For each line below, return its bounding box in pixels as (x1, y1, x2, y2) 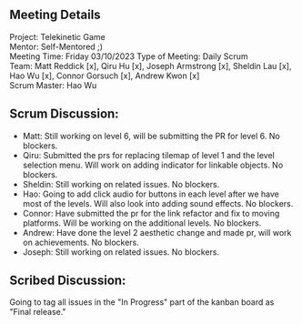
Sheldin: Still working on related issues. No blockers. (22, 178, 220, 189)
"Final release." (9, 307, 66, 318)
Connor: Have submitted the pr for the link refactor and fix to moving (22, 208, 280, 218)
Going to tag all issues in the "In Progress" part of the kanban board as (9, 297, 275, 308)
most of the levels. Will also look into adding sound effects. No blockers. (22, 197, 294, 208)
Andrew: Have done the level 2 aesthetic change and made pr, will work (22, 227, 292, 238)
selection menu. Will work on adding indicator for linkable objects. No (22, 159, 284, 170)
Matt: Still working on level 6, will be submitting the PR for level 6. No (22, 130, 280, 141)
